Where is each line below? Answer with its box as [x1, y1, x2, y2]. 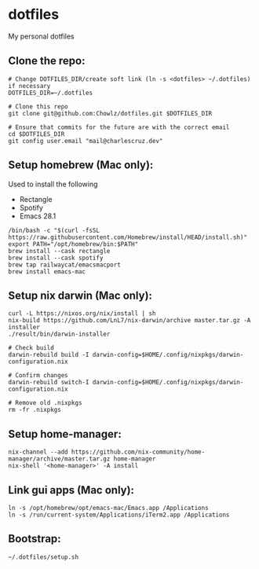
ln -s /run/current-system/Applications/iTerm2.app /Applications [8, 511, 230, 519]
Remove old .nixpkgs [15, 399, 82, 407]
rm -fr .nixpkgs [8, 406, 61, 414]
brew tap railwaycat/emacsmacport [8, 261, 122, 269]
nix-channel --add [8, 448, 68, 457]
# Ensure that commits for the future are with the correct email [8, 123, 230, 131]
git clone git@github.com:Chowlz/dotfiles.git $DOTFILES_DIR [8, 109, 213, 117]
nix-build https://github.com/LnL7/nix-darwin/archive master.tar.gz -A [8, 317, 251, 325]
